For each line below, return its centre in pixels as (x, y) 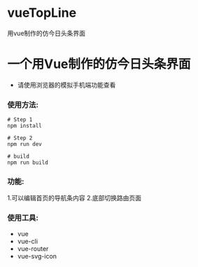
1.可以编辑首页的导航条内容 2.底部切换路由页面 (75, 198)
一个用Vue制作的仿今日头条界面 (99, 64)
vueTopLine (42, 13)
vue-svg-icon (37, 256)
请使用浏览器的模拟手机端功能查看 (66, 85)
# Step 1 (20, 120)
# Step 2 (20, 138)
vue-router (33, 248)
